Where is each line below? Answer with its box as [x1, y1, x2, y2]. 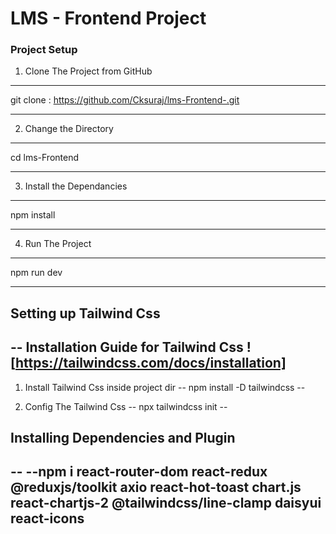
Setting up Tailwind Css [10, 305, 161, 322]
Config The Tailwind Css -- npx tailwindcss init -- [24, 400, 228, 412]
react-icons [10, 510, 85, 527]
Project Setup [10, 43, 78, 57]
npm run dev [10, 267, 63, 279]
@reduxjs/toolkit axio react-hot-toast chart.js [10, 479, 302, 496]
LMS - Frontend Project [10, 7, 207, 30]
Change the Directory [24, 123, 114, 135]
